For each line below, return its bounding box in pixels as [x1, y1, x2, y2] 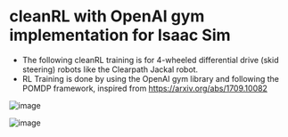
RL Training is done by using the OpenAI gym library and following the [21, 73, 279, 84]
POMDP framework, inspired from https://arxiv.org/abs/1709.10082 [21, 83, 267, 93]
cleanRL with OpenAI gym [9, 6, 205, 27]
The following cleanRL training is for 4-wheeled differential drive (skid [21, 54, 279, 65]
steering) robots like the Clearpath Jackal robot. [21, 64, 199, 75]
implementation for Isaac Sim [9, 25, 231, 45]
